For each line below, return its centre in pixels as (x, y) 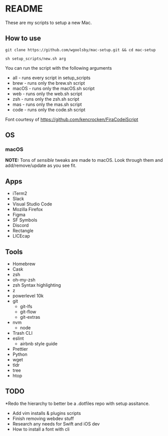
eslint (18, 338)
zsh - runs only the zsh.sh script (46, 99)
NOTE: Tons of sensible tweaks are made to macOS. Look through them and (84, 160)
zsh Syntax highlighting (37, 285)
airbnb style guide (39, 344)
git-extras (30, 317)
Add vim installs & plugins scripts (47, 413)
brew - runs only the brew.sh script (49, 83)
